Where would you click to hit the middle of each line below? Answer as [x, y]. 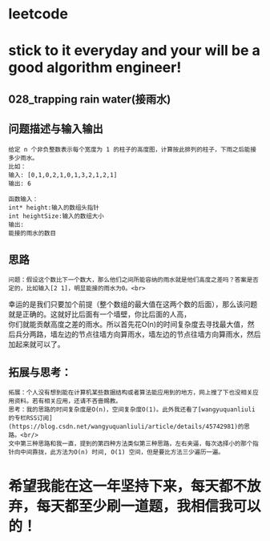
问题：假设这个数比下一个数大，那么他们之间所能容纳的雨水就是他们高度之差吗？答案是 [131, 280]
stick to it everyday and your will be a [134, 51]
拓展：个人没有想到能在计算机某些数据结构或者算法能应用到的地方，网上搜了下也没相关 [131, 393]
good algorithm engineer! [95, 68]
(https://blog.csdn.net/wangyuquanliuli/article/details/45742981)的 [126, 427]
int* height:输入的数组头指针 [54, 208]
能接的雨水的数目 [32, 233]
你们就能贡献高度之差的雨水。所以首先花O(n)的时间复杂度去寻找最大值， [128, 325]
